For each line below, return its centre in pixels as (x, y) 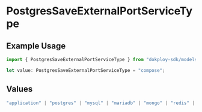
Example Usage (36, 46)
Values (20, 89)
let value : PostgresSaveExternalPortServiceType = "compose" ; (86, 70)
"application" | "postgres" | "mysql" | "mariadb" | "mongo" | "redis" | (101, 103)
